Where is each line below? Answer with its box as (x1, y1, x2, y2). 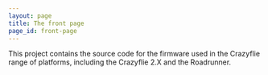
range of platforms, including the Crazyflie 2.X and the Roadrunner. (8, 57, 232, 67)
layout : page (8, 11, 52, 20)
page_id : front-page (8, 27, 78, 35)
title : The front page (8, 19, 85, 27)
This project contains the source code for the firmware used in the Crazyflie (8, 49, 260, 59)
